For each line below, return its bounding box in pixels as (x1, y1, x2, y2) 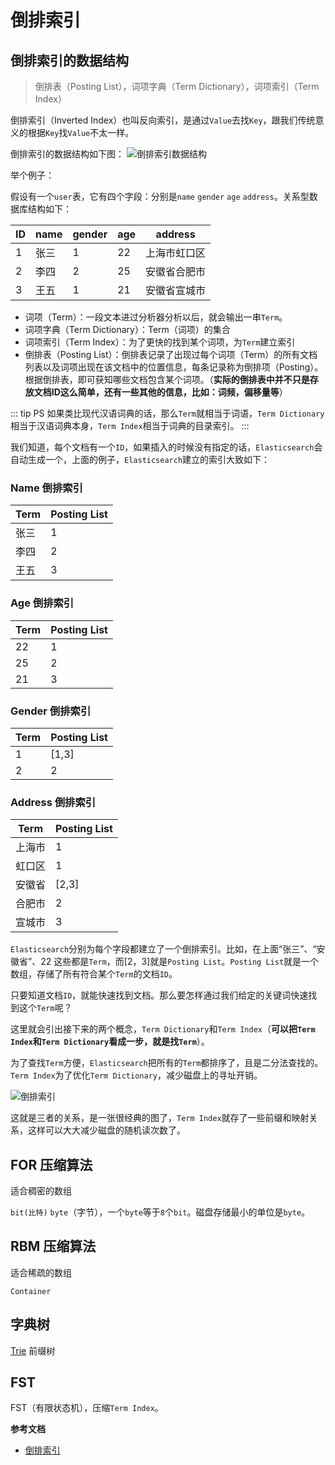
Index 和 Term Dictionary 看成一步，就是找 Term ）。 (10, 1036, 210, 1048)
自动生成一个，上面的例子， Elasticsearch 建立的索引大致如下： (10, 454, 271, 465)
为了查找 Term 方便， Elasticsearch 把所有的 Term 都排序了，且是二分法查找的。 (10, 1057, 324, 1069)
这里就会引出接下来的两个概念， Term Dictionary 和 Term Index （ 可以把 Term (10, 1023, 316, 1035)
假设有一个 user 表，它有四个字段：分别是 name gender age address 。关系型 (10, 191, 310, 202)
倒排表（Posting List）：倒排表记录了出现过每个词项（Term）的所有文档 (24, 349, 318, 360)
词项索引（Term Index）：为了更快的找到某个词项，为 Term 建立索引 (24, 336, 296, 348)
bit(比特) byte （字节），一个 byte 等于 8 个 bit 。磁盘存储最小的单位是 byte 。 (10, 1206, 311, 1218)
